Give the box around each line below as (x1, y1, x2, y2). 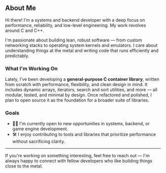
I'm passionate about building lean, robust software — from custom (5, 37, 142, 43)
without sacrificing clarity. (12, 138, 65, 144)
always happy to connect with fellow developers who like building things (5, 158, 153, 164)
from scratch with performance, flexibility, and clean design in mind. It (5, 81, 148, 88)
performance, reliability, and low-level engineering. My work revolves (5, 22, 146, 28)
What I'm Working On (5, 65, 58, 72)
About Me (5, 4, 36, 12)
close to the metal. (5, 163, 43, 169)
